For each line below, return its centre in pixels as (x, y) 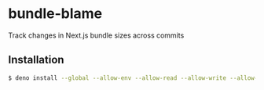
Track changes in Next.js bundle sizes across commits (96, 35)
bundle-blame (55, 14)
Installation (36, 60)
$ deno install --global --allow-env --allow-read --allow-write (117, 78)
